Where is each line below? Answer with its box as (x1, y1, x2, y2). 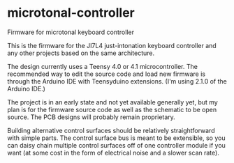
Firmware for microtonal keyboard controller (7, 28, 135, 36)
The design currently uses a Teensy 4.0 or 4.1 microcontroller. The (7, 62, 198, 70)
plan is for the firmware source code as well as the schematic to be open (7, 105, 217, 114)
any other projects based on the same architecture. (7, 49, 155, 57)
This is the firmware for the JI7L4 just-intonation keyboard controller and (7, 41, 217, 49)
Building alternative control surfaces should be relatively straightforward (7, 126, 215, 134)
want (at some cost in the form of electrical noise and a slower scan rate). (7, 148, 220, 157)
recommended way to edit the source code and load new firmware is (7, 70, 206, 78)
